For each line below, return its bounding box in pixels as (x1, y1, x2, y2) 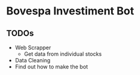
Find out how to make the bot (14, 63, 89, 70)
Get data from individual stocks (24, 50, 102, 58)
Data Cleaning (14, 57, 51, 64)
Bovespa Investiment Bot (6, 4, 135, 18)
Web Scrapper (14, 44, 51, 51)
